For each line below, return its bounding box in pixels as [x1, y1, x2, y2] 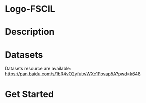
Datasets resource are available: [5, 66, 71, 72]
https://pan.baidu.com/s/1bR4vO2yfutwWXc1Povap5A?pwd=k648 [5, 71, 141, 77]
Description [5, 26, 55, 38]
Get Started [5, 88, 54, 100]
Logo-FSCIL [5, 3, 56, 15]
